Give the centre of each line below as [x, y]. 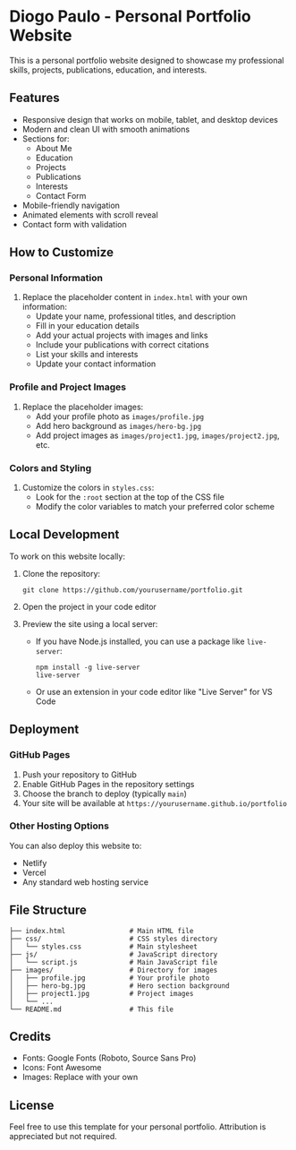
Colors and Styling [51, 468]
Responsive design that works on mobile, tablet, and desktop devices [150, 119]
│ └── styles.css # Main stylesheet [104, 947]
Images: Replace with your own [80, 1077]
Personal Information [56, 278]
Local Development [64, 535]
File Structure [48, 910]
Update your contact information [96, 364]
